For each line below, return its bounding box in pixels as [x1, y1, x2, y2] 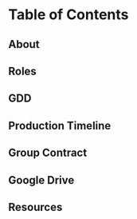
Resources [8, 200, 63, 213]
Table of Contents [8, 6, 129, 24]
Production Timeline [8, 118, 112, 133]
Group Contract [8, 146, 88, 160]
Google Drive [8, 173, 75, 187]
